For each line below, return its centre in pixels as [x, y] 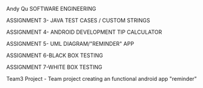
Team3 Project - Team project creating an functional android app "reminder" [101, 79]
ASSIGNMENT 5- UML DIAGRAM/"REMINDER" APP [70, 44]
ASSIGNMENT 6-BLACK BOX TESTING [55, 55]
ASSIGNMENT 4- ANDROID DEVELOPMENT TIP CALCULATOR [84, 32]
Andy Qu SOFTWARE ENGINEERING [51, 9]
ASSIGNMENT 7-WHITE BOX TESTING [54, 67]
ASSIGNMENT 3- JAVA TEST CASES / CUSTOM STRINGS [78, 20]
